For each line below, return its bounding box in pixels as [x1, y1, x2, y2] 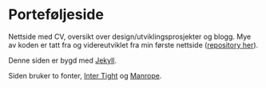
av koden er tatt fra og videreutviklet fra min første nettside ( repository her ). [8, 40, 259, 49]
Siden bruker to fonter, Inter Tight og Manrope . [8, 71, 162, 80]
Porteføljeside [8, 6, 104, 24]
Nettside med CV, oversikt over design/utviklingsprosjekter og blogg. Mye [8, 32, 252, 41]
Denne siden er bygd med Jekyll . [8, 55, 117, 65]
